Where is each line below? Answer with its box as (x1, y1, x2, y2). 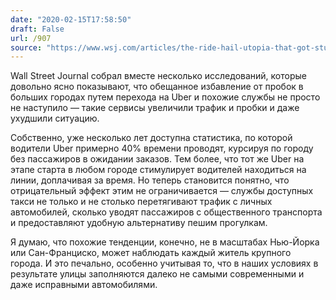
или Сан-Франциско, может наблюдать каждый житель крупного (10, 247, 292, 259)
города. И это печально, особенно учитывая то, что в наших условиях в (10, 257, 319, 270)
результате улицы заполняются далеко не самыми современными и (10, 268, 305, 280)
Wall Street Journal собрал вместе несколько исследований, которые (10, 70, 307, 82)
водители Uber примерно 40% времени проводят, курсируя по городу (10, 142, 314, 155)
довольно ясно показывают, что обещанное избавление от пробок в (10, 81, 304, 93)
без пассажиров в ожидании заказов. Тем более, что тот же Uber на (10, 153, 305, 165)
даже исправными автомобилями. (10, 279, 158, 291)
